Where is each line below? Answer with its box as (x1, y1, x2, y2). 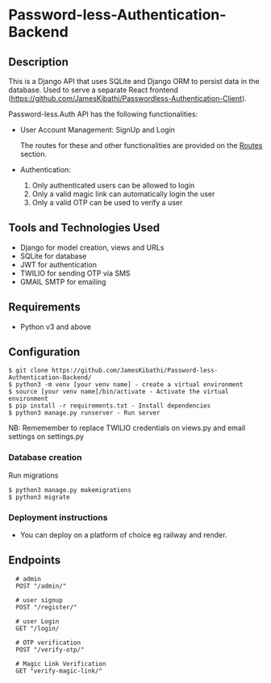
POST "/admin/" (15, 582, 67, 590)
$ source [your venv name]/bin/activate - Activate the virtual (8, 388, 229, 396)
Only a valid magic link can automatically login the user (31, 189, 215, 199)
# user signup (15, 596, 63, 604)
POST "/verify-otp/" (15, 645, 85, 654)
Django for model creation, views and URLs (19, 242, 165, 252)
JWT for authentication (19, 259, 97, 269)
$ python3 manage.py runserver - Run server (8, 409, 161, 417)
